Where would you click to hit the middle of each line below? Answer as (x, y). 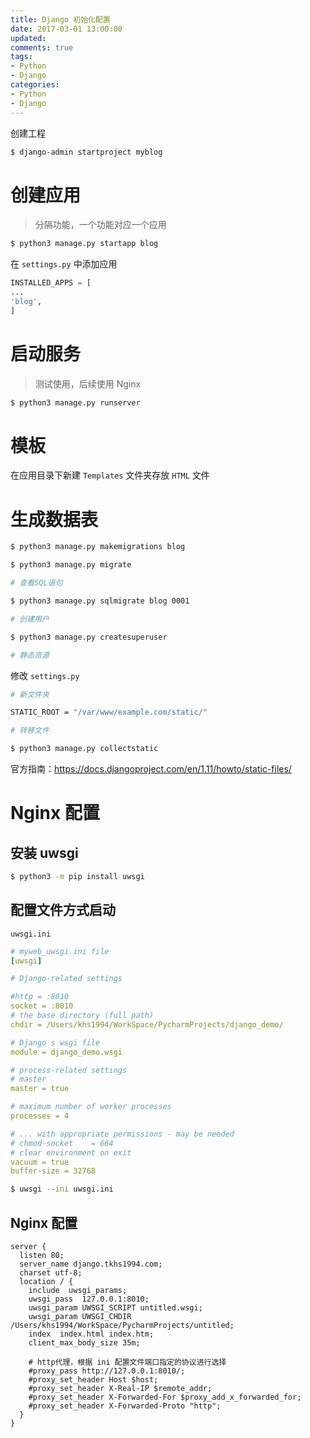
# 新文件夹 (30, 694)
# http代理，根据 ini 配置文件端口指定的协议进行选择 (127, 1362)
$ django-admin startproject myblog (86, 152)
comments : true (42, 47)
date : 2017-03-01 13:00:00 (66, 29)
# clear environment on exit (71, 1152)
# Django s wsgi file (55, 1042)
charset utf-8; (51, 1273)
